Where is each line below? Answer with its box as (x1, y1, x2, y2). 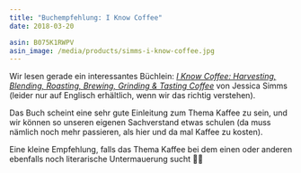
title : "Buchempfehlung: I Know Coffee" (9, 13, 164, 23)
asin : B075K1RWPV (9, 38, 75, 47)
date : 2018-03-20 (9, 22, 75, 31)
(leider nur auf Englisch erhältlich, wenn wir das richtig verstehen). (9, 90, 256, 101)
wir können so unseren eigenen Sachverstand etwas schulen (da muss (9, 117, 271, 128)
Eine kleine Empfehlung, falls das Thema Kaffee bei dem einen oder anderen (9, 144, 293, 155)
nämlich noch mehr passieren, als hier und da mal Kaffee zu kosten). (9, 127, 263, 138)
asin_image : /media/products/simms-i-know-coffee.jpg (9, 46, 216, 55)
